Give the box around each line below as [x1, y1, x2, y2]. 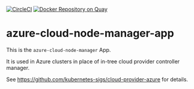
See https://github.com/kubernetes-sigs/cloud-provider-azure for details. [6, 75, 188, 83]
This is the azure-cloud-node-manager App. [6, 46, 111, 53]
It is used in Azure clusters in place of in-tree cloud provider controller [6, 57, 180, 65]
